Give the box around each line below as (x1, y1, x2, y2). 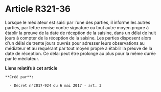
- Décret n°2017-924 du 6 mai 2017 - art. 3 (9, 83, 102, 88)
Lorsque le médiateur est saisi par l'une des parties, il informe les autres (5, 19, 151, 25)
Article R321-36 (5, 3, 71, 15)
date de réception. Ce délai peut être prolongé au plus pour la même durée (5, 50, 156, 56)
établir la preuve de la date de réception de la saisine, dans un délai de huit (5, 30, 156, 36)
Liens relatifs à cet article (5, 65, 58, 71)
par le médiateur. (5, 55, 39, 61)
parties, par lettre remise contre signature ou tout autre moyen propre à (5, 24, 149, 30)
